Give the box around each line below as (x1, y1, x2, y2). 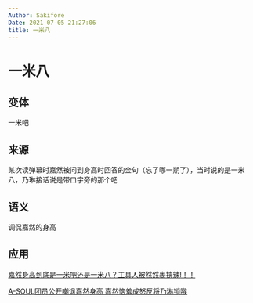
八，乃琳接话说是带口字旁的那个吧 (8, 175, 118, 185)
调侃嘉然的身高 (8, 222, 56, 232)
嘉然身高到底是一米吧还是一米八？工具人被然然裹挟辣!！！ (8, 269, 196, 279)
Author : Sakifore (8, 11, 65, 20)
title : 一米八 (8, 26, 51, 34)
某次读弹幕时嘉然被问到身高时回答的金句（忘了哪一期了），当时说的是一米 (8, 165, 245, 175)
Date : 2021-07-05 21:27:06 (8, 19, 96, 27)
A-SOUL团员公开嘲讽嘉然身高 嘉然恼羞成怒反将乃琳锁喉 (8, 287, 188, 296)
